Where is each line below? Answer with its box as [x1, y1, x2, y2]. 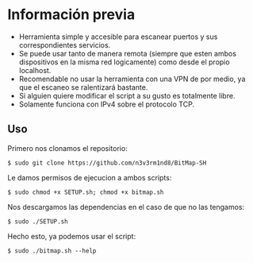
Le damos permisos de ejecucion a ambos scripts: [7, 172, 172, 182]
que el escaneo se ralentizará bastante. [18, 82, 148, 92]
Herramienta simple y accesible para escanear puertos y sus [18, 32, 218, 41]
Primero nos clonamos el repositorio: [7, 143, 128, 153]
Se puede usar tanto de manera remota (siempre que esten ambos [18, 48, 237, 58]
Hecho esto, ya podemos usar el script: [7, 231, 136, 241]
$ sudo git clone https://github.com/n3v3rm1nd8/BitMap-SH [7, 159, 207, 167]
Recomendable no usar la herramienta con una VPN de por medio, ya [18, 74, 246, 83]
